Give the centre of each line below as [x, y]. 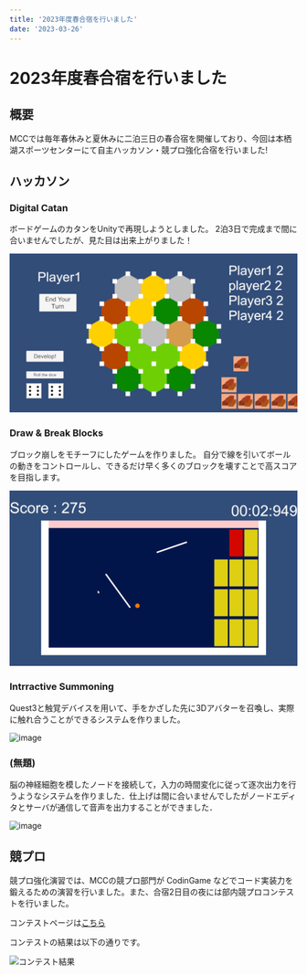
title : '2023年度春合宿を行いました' [74, 19]
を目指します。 [37, 477]
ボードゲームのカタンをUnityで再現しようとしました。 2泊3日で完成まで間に [153, 229]
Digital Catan [39, 207]
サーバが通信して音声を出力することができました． [121, 808]
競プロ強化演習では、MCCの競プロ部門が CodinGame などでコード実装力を [152, 880]
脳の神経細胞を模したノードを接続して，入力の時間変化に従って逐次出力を [149, 785]
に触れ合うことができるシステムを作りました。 [97, 719]
